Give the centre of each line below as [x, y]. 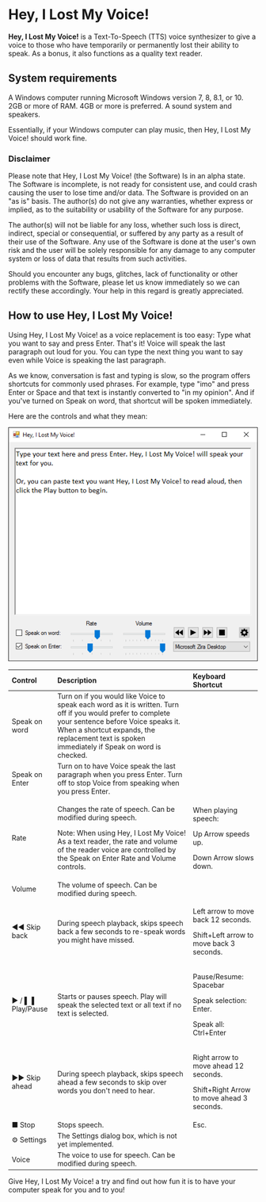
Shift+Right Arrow [222, 1090]
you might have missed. [96, 940]
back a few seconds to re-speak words [122, 931]
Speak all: [209, 1024]
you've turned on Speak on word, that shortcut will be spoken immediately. [130, 400]
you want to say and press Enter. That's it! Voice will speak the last [117, 343]
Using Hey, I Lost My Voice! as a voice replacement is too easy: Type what [129, 335]
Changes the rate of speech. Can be [116, 810]
